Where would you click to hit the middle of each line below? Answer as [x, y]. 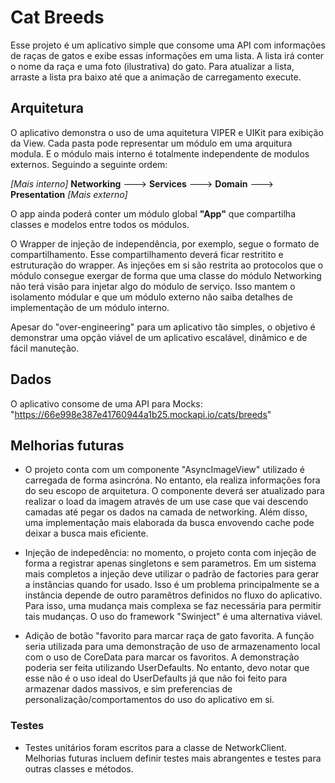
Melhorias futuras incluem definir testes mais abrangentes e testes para [173, 758]
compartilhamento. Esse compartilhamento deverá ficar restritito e [147, 254]
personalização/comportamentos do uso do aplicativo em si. [149, 700]
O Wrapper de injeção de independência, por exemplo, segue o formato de [165, 243]
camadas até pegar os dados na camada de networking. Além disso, [166, 512]
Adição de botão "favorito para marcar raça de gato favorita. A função [169, 636]
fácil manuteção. [45, 348]
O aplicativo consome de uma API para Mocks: [106, 403]
